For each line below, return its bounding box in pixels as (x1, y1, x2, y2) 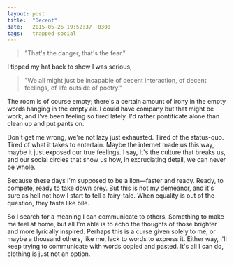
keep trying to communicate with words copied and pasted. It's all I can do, (7, 243, 224, 251)
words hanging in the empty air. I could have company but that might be (7, 104, 214, 113)
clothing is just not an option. (7, 250, 91, 258)
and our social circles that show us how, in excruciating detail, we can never (7, 156, 226, 164)
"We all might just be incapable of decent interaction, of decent (24, 76, 207, 85)
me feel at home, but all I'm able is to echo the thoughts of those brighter (7, 220, 218, 229)
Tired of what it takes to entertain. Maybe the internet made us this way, (7, 141, 214, 149)
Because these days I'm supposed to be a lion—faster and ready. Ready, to (7, 177, 224, 185)
